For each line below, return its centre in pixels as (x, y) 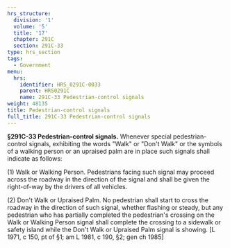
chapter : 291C (34, 39)
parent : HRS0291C (45, 91)
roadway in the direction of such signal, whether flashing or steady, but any (115, 207)
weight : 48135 (28, 104)
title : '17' (31, 33)
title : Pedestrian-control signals (59, 110)
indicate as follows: (35, 158)
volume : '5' (31, 26)
